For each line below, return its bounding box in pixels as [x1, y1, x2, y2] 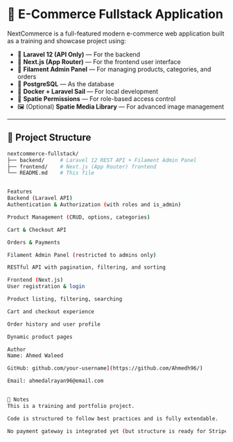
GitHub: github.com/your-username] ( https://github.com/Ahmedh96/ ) [7, 365, 203, 372]
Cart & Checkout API [7, 226, 67, 233]
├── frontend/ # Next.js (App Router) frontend [7, 163, 157, 170]
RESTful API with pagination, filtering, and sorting [7, 264, 166, 271]
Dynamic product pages [7, 333, 73, 340]
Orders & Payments [7, 239, 60, 246]
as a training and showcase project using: [7, 36, 126, 45]
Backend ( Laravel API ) [7, 195, 73, 202]
